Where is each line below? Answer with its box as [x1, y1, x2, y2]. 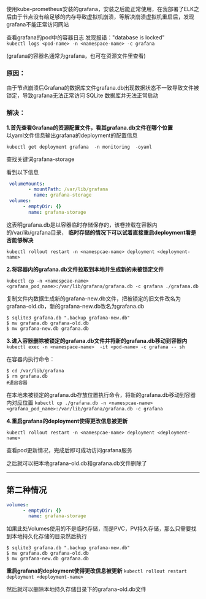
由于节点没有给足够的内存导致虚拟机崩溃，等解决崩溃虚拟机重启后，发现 [11, 13, 194, 20]
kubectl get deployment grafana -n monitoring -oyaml [6, 144, 152, 150]
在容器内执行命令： [6, 355, 55, 362]
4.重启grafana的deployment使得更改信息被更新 [6, 417, 128, 425]
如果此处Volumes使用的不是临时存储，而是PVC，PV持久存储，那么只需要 [6, 525, 191, 533]
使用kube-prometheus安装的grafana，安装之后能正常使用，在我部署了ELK [6, 6, 194, 12]
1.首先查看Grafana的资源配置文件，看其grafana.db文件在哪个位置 [6, 123, 174, 131]
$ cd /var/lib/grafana [6, 367, 64, 374]
